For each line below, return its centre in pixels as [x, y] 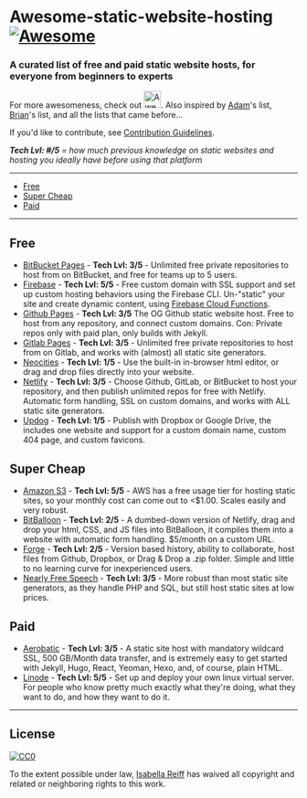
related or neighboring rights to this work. [88, 783]
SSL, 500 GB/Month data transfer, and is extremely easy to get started [155, 658]
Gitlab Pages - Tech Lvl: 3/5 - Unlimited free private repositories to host [158, 343]
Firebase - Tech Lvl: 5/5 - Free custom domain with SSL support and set [159, 284]
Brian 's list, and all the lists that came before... [96, 115]
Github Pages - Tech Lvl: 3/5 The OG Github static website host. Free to [158, 314]
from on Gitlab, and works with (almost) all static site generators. [144, 353]
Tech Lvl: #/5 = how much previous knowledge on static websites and [142, 150]
